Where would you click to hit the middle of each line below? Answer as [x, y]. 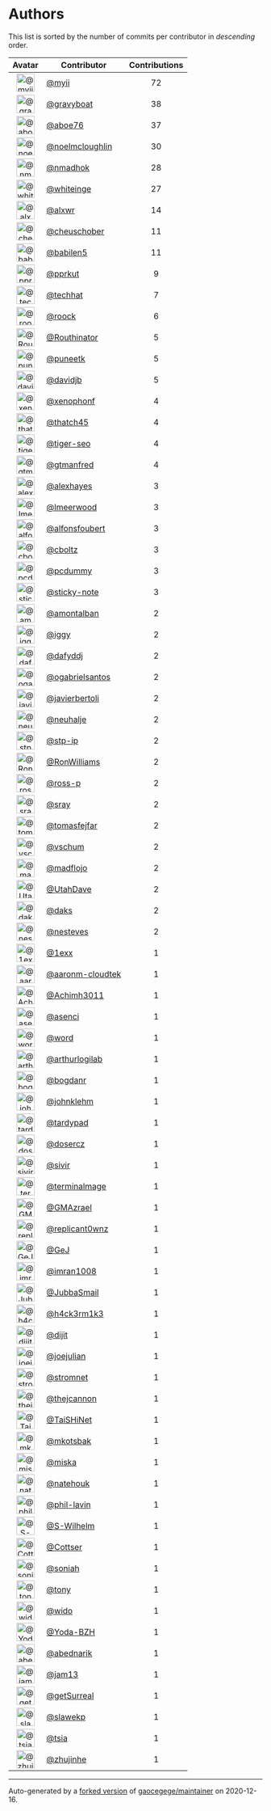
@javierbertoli [73, 698]
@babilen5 [67, 252]
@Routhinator [72, 337]
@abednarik [69, 1653]
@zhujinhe [67, 1759]
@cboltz [62, 549]
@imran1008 [71, 1271]
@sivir [58, 1165]
